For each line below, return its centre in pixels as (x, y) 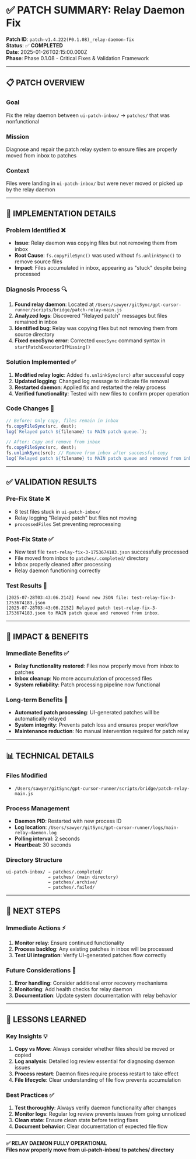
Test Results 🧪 (27, 586)
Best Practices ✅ (30, 1095)
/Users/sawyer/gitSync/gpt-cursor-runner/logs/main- (113, 828)
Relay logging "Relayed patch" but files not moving (76, 518)
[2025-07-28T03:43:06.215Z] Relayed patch (58, 608)
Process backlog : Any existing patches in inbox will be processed (94, 949)
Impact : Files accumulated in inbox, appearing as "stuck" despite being (100, 267)
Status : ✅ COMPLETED (34, 45)
